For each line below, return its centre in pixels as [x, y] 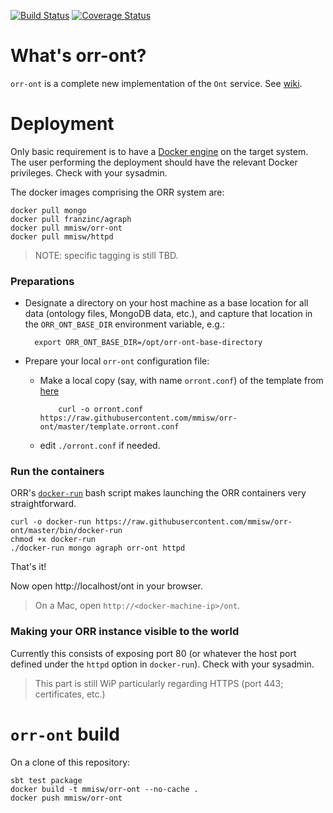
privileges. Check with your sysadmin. [89, 172]
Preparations [42, 281]
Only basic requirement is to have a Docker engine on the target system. [159, 151]
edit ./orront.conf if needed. [100, 446]
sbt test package [46, 780]
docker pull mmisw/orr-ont [66, 228]
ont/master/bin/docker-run [66, 531]
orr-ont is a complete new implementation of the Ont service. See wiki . [156, 83]
